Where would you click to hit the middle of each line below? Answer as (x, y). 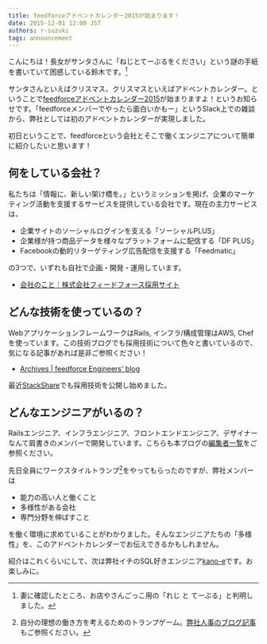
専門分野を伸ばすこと (54, 517)
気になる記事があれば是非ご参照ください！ (78, 352)
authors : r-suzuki (39, 30)
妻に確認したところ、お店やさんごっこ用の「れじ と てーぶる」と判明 (133, 595)
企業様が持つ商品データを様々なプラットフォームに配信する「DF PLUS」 (139, 241)
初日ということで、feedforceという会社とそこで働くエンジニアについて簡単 (132, 135)
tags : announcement (41, 38)
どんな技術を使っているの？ (76, 312)
